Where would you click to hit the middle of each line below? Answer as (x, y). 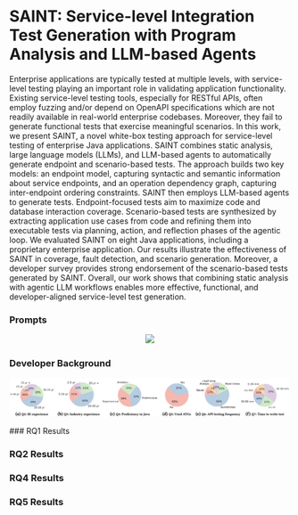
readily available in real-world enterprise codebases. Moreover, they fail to (146, 117)
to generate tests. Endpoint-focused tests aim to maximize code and (135, 201)
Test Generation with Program (123, 35)
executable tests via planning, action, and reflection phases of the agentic (145, 230)
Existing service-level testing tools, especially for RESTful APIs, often (136, 98)
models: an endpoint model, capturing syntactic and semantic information (145, 173)
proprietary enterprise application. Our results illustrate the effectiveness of (148, 249)
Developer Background (60, 364)
